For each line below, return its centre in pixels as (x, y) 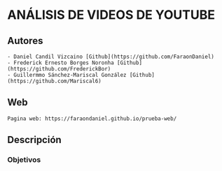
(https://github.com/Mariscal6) (54, 81)
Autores (25, 41)
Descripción (34, 140)
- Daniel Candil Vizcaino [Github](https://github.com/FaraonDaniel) (111, 57)
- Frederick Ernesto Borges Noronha (61, 63)
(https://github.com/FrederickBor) (59, 69)
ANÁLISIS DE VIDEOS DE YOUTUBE (111, 15)
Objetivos (24, 160)
